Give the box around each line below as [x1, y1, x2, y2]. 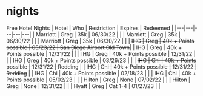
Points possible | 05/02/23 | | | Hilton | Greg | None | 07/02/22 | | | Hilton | [6, 76, 191, 83]
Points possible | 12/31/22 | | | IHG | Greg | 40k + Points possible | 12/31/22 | [6, 50, 196, 57]
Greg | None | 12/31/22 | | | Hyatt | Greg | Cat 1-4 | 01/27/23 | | [6, 82, 161, 89]
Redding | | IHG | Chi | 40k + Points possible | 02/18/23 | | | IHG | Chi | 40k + [6, 69, 197, 77]
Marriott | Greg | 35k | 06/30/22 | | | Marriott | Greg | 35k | [36, 30, 181, 38]
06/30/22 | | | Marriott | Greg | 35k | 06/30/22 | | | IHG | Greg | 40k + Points [6, 37, 195, 44]
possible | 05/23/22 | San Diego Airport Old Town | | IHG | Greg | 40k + [6, 44, 182, 51]
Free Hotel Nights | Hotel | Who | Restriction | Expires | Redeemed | [6, 24, 174, 32]
